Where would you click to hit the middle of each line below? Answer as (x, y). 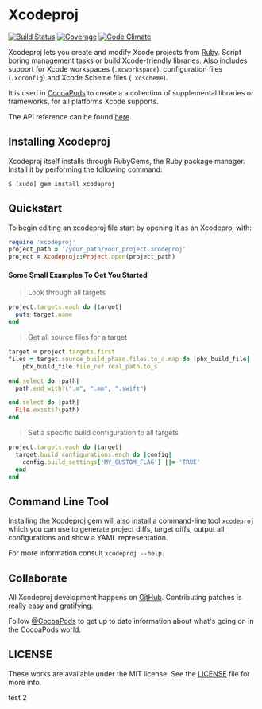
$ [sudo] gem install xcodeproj (62, 184)
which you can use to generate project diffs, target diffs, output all (116, 529)
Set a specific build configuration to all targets (103, 433)
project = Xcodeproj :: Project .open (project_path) (92, 257)
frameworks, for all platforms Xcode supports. (83, 101)
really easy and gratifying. (51, 606)
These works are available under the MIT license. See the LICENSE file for (129, 673)
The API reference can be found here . (70, 116)
